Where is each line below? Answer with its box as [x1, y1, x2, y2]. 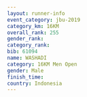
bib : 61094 [7, 48, 38, 55]
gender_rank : [7, 36, 44, 42]
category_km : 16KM [7, 23, 59, 29]
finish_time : [7, 73, 44, 81]
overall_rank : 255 [7, 29, 59, 36]
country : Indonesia [7, 80, 63, 87]
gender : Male [7, 67, 44, 74]
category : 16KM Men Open [7, 61, 77, 68]
